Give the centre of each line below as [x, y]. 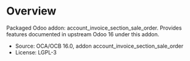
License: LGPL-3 [36, 52]
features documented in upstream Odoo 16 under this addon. [83, 34]
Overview [31, 11]
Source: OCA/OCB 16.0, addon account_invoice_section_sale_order [99, 46]
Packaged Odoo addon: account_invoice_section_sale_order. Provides [94, 28]
